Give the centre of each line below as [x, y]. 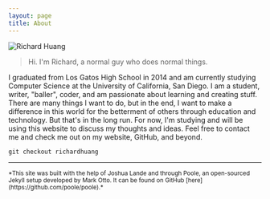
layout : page [30, 16]
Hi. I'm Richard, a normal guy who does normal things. [118, 62]
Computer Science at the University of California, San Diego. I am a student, [134, 86]
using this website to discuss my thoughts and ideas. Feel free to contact [129, 128]
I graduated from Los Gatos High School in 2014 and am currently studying [132, 77]
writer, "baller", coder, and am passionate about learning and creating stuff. [133, 94]
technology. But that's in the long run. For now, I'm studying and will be [126, 120]
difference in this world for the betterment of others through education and [132, 111]
